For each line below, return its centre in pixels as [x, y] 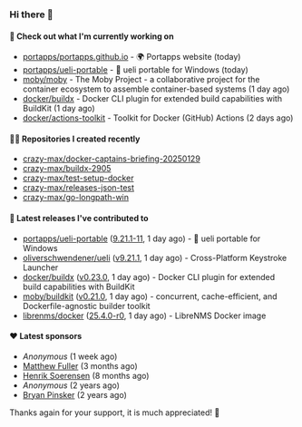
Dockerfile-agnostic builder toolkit [87, 306]
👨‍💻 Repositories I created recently [75, 139]
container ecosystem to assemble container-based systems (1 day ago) [156, 89]
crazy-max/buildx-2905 [67, 169]
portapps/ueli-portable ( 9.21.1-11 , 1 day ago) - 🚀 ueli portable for [141, 238]
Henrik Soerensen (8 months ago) [86, 375]
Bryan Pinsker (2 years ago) [74, 394]
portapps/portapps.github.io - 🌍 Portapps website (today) [132, 57]
